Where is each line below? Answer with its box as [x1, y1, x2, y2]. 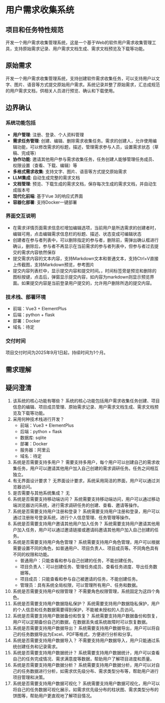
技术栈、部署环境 [5, 293, 46, 300]
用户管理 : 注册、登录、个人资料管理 [12, 131, 84, 138]
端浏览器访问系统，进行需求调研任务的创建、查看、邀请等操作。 [12, 502, 141, 508]
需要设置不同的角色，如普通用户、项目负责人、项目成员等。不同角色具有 [12, 545, 159, 551]
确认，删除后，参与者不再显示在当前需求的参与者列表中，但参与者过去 [12, 243, 155, 249]
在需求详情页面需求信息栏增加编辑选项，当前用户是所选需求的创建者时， [12, 225, 159, 231]
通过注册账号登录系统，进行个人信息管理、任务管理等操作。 [12, 514, 133, 520]
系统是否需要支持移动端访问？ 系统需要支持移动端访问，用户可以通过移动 [12, 496, 160, 502]
